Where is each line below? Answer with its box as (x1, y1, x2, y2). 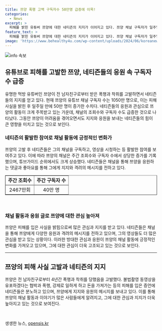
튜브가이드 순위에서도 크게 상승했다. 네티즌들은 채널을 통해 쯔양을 (19, 158, 141, 164)
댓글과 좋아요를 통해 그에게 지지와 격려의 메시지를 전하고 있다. (10, 164, 126, 170)
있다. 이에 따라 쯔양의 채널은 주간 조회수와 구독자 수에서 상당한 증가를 (17, 152, 148, 158)
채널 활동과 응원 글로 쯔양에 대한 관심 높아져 (5, 212, 100, 219)
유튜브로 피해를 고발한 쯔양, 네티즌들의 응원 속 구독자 (5, 68, 152, 77)
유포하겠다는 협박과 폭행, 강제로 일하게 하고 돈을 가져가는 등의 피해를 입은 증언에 (5, 282, 156, 288)
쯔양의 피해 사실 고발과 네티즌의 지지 (5, 263, 106, 271)
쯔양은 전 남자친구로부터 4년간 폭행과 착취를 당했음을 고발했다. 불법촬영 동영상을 (5, 276, 156, 282)
